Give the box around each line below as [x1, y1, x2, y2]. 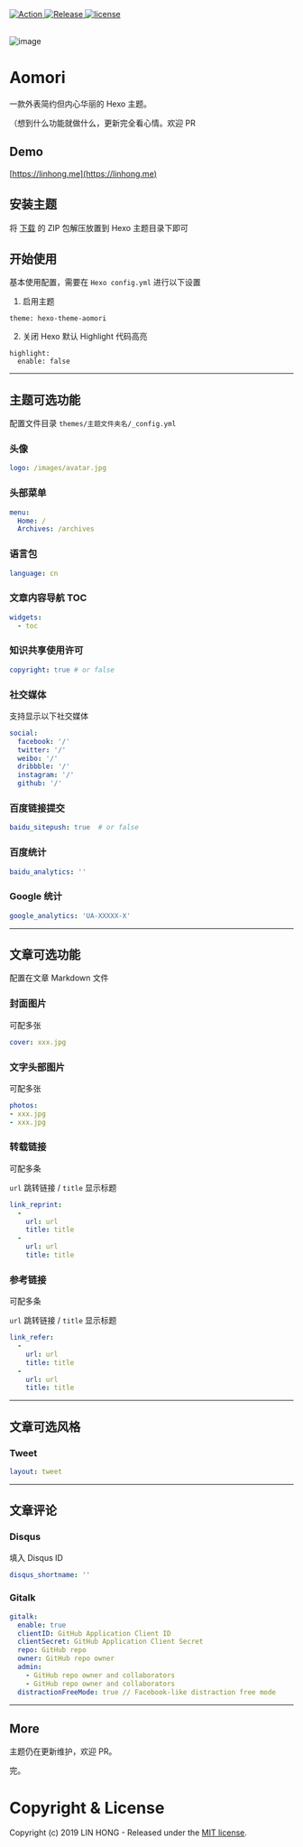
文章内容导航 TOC [9, 591, 87, 604]
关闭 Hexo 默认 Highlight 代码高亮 [22, 331, 148, 342]
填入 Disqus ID [9, 1552, 63, 1563]
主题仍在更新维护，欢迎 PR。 [9, 1746, 117, 1757]
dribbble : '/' [17, 762, 70, 771]
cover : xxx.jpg [9, 1037, 67, 1046]
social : [9, 729, 39, 738]
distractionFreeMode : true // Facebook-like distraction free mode [17, 1687, 277, 1696]
